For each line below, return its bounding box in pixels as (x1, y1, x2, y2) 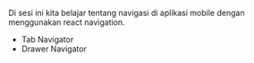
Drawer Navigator (21, 43, 87, 54)
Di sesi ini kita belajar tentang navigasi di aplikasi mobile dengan (8, 8, 245, 18)
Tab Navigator (21, 35, 74, 44)
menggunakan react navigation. (8, 17, 126, 28)
